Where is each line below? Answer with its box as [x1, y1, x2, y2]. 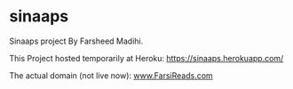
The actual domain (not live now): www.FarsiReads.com [9, 69, 213, 81]
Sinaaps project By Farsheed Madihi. [9, 36, 144, 46]
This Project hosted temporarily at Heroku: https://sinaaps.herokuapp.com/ [9, 53, 284, 63]
